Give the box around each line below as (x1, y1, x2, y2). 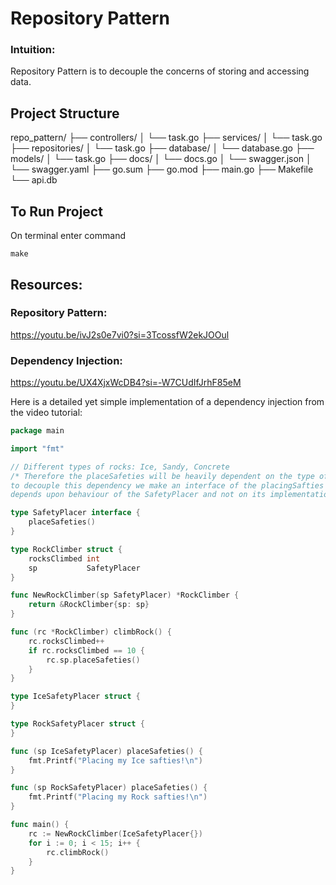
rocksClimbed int (28, 553, 101, 564)
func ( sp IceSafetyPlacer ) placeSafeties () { (10, 746, 203, 756)
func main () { (10, 820, 70, 830)
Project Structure (10, 105, 120, 122)
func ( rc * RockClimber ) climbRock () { (10, 627, 172, 637)
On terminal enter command (10, 230, 126, 242)
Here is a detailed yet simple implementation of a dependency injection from (10, 396, 325, 408)
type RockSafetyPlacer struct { (10, 719, 145, 729)
